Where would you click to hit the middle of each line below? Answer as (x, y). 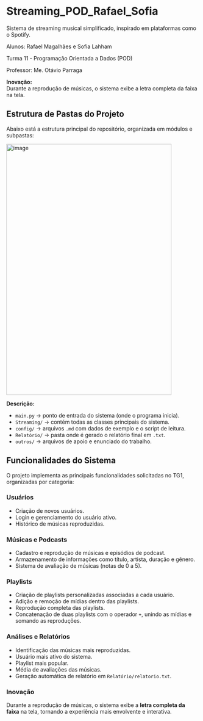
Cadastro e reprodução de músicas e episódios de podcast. (90, 553)
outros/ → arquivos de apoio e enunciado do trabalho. (84, 441)
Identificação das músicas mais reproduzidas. (73, 650)
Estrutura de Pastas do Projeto (65, 114)
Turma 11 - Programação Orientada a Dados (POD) (69, 58)
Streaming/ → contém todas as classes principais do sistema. (92, 422)
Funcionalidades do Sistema (61, 461)
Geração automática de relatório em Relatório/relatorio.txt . (93, 676)
